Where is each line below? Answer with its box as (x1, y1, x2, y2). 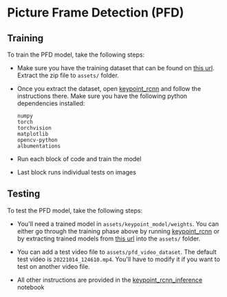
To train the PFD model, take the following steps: (7, 50, 145, 59)
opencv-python (17, 136, 58, 143)
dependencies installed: (17, 99, 85, 107)
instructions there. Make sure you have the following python (17, 92, 188, 100)
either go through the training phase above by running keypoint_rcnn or (17, 227, 220, 235)
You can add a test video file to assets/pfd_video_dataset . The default (17, 247, 217, 256)
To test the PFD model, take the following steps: (7, 206, 143, 214)
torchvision (17, 125, 52, 132)
